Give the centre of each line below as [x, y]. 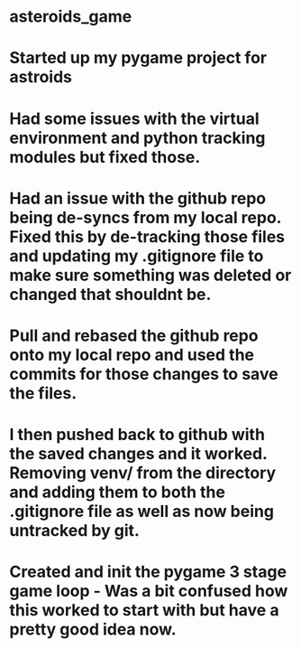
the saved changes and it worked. [138, 454]
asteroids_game [71, 17]
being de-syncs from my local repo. [146, 217]
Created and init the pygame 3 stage [148, 572]
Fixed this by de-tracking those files [147, 236]
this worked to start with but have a [144, 610]
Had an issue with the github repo [138, 198]
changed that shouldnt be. [110, 294]
